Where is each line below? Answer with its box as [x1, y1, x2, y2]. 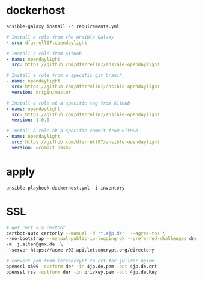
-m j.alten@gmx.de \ [6, 241, 63, 247]
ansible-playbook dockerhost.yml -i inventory [6, 185, 125, 191]
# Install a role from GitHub [6, 51, 82, 57]
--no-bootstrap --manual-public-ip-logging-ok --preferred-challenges [6, 236, 187, 242]
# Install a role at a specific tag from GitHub [6, 100, 130, 106]
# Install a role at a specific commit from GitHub [6, 128, 138, 134]
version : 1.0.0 [11, 117, 50, 123]
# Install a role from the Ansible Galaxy [6, 34, 114, 40]
